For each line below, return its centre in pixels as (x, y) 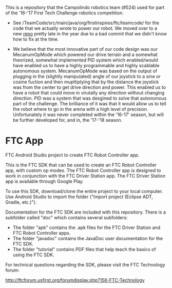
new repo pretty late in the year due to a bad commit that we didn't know (90, 34)
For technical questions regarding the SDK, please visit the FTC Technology (85, 264)
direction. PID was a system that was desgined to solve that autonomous (90, 98)
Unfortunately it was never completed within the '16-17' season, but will (88, 114)
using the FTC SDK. (34, 255)
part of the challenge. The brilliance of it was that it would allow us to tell (90, 104)
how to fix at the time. (36, 39)
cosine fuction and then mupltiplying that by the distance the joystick (86, 82)
